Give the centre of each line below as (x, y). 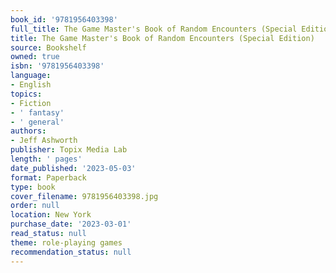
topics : (26, 94)
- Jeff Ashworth (44, 141)
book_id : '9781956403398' (64, 19)
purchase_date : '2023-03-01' (71, 224)
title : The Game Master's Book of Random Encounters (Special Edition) (162, 38)
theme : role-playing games (66, 242)
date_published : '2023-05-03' (73, 168)
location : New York (51, 215)
